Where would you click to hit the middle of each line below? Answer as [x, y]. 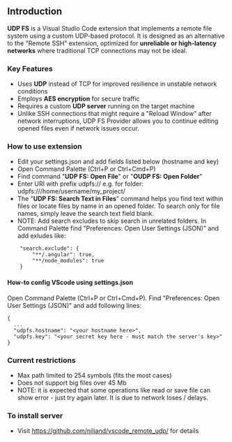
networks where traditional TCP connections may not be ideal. [98, 50]
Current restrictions [41, 360]
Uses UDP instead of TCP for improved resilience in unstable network [117, 84]
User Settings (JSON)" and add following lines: [74, 305]
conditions [32, 91]
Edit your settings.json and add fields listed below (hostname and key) [118, 162]
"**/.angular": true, [64, 255]
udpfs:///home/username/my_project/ [71, 191]
